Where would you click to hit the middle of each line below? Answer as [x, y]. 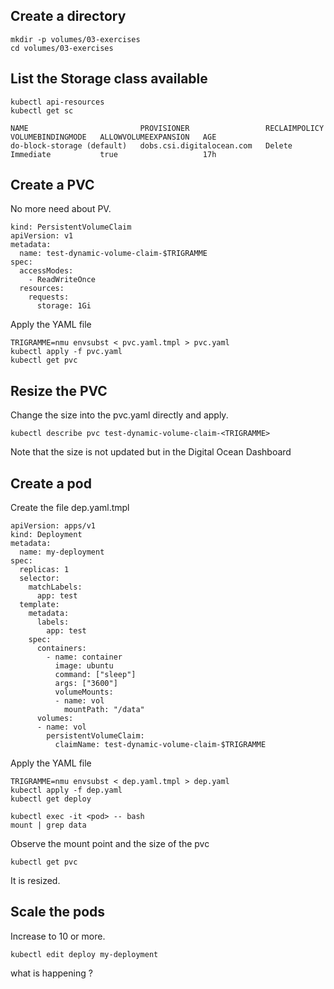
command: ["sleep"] [95, 675]
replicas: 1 [44, 570]
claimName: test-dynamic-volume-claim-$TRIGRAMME [160, 745]
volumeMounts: [84, 692]
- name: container [84, 657]
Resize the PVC [59, 390]
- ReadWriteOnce [62, 280]
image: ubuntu [84, 666]
